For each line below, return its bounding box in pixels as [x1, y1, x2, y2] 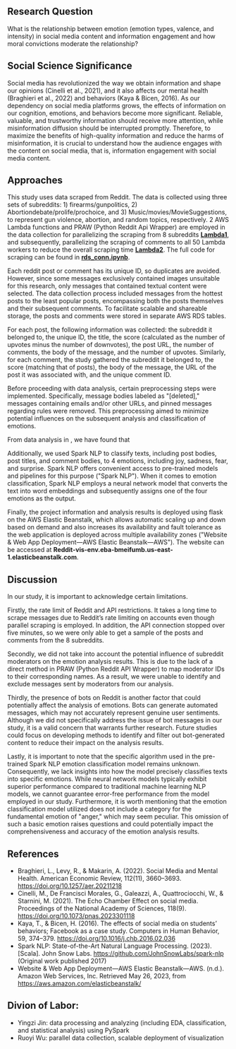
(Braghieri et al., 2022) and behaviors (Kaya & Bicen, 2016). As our [7, 93, 200, 102]
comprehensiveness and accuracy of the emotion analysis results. [7, 827, 199, 836]
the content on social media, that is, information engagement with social [7, 146, 217, 155]
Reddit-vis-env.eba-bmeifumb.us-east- [53, 546, 173, 554]
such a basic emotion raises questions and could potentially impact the [7, 820, 213, 828]
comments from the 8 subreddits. [7, 636, 104, 645]
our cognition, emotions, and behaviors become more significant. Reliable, [7, 109, 223, 117]
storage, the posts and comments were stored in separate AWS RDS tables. [7, 312, 227, 320]
